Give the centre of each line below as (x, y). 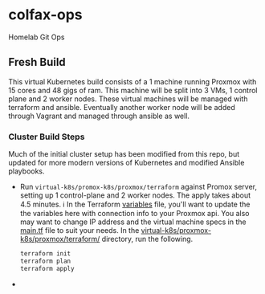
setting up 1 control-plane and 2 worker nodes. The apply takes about (135, 195)
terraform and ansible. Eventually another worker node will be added (122, 107)
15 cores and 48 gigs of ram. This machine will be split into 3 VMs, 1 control (133, 90)
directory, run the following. (147, 239)
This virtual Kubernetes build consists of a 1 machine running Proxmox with (132, 81)
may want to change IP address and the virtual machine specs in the (133, 222)
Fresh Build (37, 62)
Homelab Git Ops (37, 37)
